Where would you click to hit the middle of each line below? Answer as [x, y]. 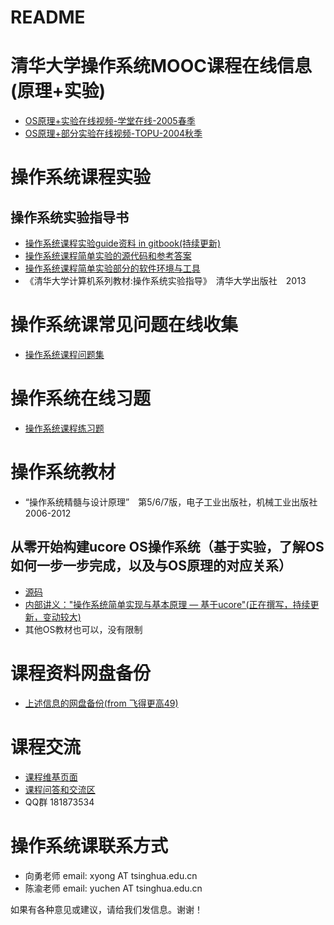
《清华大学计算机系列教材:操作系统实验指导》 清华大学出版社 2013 [165, 281]
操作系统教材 [63, 472]
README [48, 17]
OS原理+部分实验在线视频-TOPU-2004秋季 [113, 133]
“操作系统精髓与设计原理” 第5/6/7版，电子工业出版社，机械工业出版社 [171, 502]
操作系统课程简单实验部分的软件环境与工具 [112, 268]
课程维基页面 [51, 777]
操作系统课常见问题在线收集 [124, 325]
